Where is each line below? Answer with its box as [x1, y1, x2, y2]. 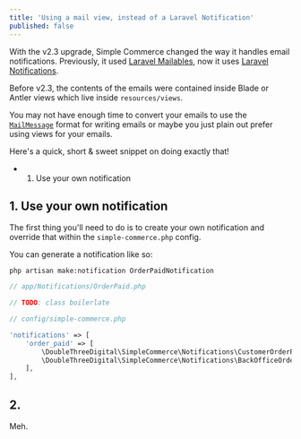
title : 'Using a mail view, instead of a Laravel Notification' [9, 13, 254, 22]
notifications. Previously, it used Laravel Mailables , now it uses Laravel [9, 56, 269, 66]
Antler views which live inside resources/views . [9, 91, 184, 103]
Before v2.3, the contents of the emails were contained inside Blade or [9, 82, 270, 93]
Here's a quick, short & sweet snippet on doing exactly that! [9, 145, 230, 157]
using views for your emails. [9, 128, 114, 139]
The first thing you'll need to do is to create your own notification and [9, 222, 265, 233]
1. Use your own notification [9, 198, 168, 213]
